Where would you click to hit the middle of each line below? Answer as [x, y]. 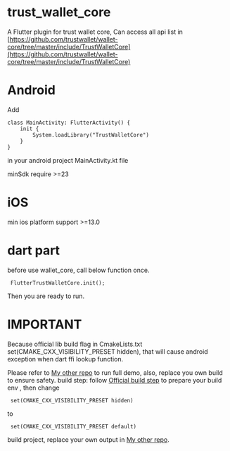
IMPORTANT [45, 324]
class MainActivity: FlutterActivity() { [69, 123]
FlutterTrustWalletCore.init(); [58, 283]
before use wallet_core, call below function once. [78, 270]
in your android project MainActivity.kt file [68, 160]
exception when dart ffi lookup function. [65, 359]
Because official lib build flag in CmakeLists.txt [75, 344]
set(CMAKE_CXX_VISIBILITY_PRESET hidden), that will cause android [108, 351]
